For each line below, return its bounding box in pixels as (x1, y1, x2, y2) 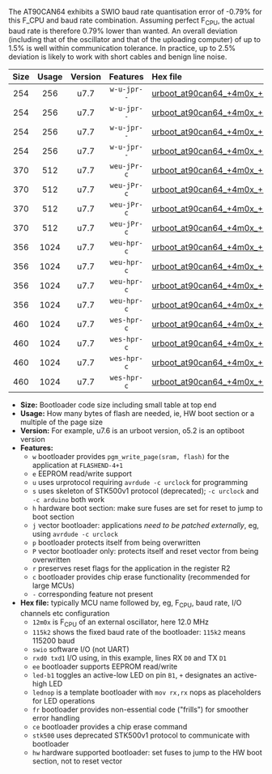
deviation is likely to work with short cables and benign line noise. (8, 52, 227, 62)
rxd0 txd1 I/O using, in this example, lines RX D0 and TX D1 (32, 653, 227, 663)
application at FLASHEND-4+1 (32, 460, 124, 470)
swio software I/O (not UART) (32, 644, 130, 654)
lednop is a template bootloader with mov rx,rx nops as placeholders (32, 687, 261, 697)
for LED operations (32, 696, 96, 706)
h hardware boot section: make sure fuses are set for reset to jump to (32, 503, 263, 512)
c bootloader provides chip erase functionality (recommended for (32, 572, 251, 581)
